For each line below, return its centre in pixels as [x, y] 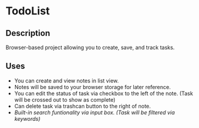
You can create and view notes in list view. [66, 80]
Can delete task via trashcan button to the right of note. [82, 106]
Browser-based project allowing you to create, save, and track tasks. [90, 47]
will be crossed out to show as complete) [65, 99]
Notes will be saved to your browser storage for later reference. [92, 87]
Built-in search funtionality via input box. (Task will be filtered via [94, 112]
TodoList [28, 11]
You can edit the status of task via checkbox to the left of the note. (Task [104, 93]
